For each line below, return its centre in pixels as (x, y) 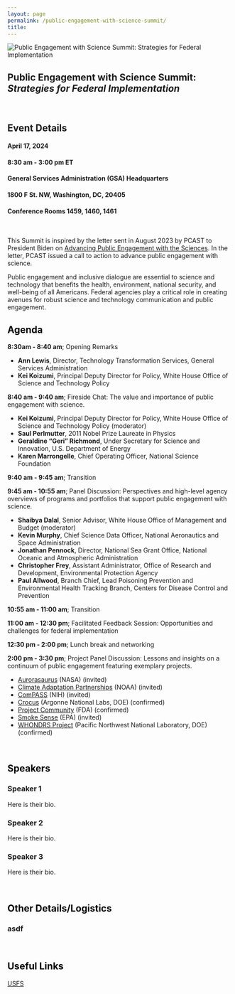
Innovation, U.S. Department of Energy (74, 448)
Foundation (34, 464)
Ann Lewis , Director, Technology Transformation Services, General (116, 360)
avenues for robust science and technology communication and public (110, 300)
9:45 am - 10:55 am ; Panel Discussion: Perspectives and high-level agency (117, 491)
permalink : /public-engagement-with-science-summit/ (87, 21)
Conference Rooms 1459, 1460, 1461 (62, 211)
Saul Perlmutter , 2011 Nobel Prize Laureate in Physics (97, 433)
